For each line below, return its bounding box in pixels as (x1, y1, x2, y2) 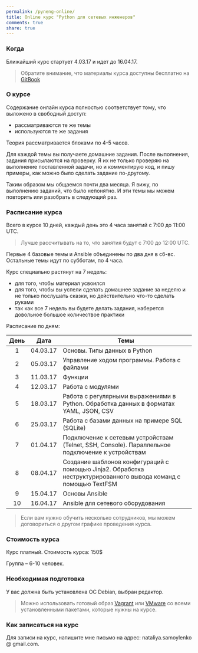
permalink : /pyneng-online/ (6, 8, 75, 15)
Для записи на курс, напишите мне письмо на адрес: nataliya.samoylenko (6, 634, 192, 641)
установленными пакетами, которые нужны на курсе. (20, 606, 157, 613)
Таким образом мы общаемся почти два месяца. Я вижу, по (6, 181, 159, 188)
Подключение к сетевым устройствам (62, 434, 174, 442)
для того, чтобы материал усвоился (14, 280, 105, 287)
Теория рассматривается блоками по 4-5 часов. (6, 139, 130, 146)
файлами (62, 363, 89, 372)
